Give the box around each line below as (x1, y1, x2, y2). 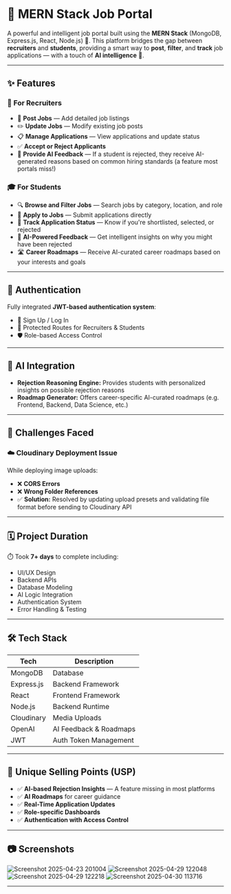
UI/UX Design (16, 569, 56, 577)
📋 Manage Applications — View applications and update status (16, 132, 200, 140)
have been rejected (16, 240, 72, 248)
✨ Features (7, 77, 56, 89)
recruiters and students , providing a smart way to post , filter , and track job (7, 43, 223, 52)
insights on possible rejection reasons (16, 386, 125, 394)
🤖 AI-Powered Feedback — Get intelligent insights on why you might (16, 233, 213, 241)
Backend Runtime (52, 701, 110, 711)
